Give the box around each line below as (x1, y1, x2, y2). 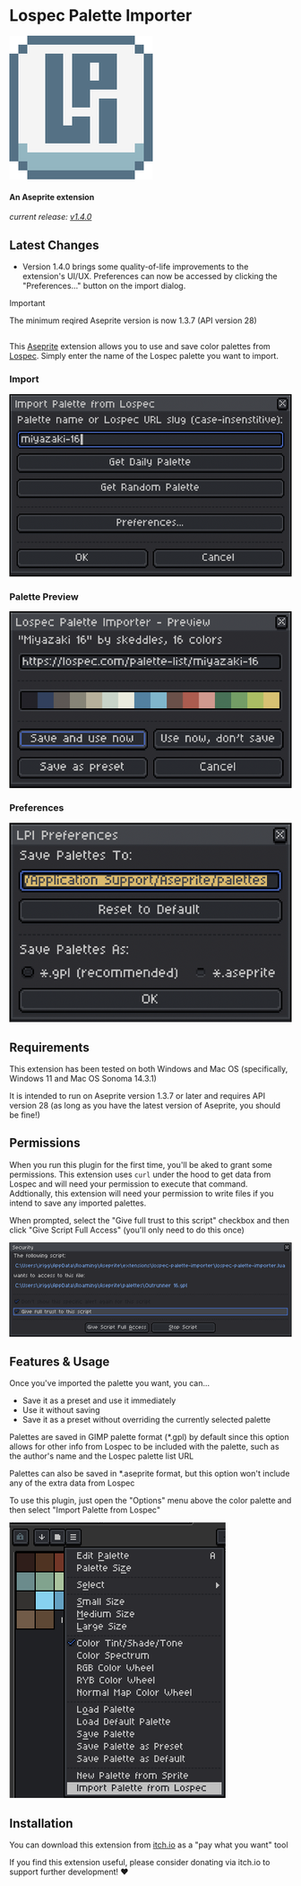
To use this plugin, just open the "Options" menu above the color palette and (9, 1496, 292, 1506)
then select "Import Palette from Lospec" (9, 1504, 161, 1515)
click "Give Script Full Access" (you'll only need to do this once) (9, 1224, 245, 1235)
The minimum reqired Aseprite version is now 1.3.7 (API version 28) (9, 315, 257, 326)
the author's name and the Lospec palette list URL (9, 1451, 194, 1461)
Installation (9, 1815, 73, 1831)
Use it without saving (21, 1405, 100, 1416)
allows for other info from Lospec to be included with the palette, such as (9, 1442, 279, 1452)
